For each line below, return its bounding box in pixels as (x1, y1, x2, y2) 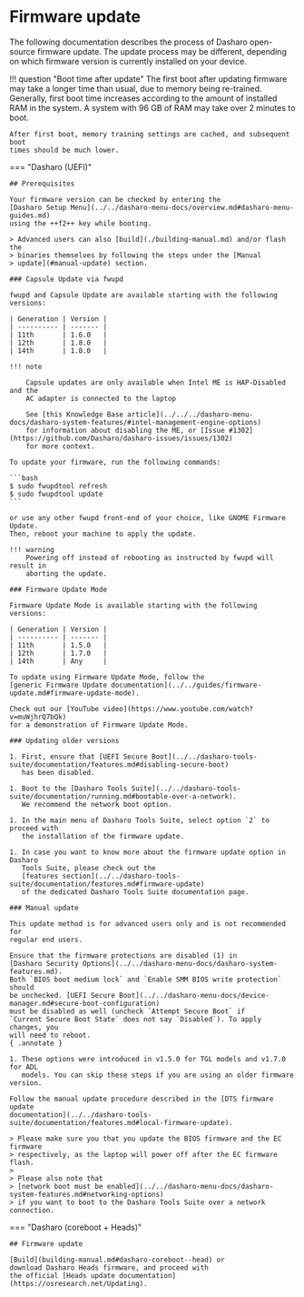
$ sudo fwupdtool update (9, 489, 103, 498)
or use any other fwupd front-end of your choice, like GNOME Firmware (9, 513, 286, 522)
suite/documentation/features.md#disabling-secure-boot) (9, 759, 230, 769)
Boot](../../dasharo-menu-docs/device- (119, 990, 270, 1000)
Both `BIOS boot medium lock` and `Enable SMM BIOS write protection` (9, 975, 282, 984)
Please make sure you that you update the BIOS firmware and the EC (17, 1134, 282, 1143)
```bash (9, 473, 39, 483)
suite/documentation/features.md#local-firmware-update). (9, 1118, 233, 1127)
